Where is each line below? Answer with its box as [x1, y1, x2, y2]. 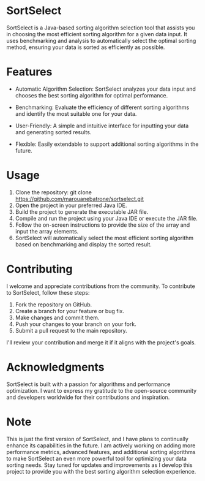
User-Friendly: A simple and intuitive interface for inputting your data [15, 122, 189, 129]
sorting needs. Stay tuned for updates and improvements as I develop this [6, 461, 193, 469]
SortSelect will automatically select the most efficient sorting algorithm [15, 234, 194, 241]
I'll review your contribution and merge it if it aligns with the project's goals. [6, 338, 196, 346]
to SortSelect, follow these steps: [6, 289, 90, 296]
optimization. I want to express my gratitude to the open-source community [6, 387, 197, 394]
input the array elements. [15, 227, 79, 235]
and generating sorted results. [15, 128, 92, 135]
